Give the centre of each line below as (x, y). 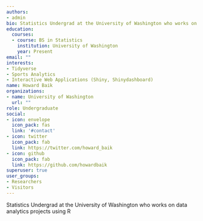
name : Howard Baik (29, 86)
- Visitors (20, 188)
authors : (17, 12)
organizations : (26, 91)
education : (20, 29)
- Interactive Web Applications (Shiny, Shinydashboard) (80, 80)
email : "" (19, 57)
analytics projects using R (39, 211)
